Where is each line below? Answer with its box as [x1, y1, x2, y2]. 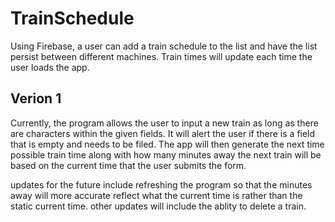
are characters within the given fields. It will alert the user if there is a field [10, 127, 316, 139]
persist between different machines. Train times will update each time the [10, 50, 313, 62]
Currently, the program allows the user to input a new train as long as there [10, 117, 319, 129]
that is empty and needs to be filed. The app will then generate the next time [10, 138, 325, 150]
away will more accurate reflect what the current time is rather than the [10, 189, 303, 201]
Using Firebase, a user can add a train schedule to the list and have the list [10, 40, 318, 52]
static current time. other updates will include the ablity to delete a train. [10, 200, 307, 212]
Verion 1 [10, 90, 62, 107]
